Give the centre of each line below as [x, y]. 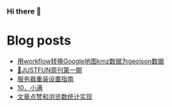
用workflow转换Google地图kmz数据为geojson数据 [91, 61]
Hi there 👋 [24, 11]
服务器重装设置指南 [45, 79]
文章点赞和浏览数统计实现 [55, 96]
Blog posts [39, 41]
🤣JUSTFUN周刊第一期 [50, 69]
